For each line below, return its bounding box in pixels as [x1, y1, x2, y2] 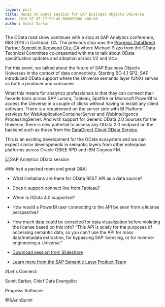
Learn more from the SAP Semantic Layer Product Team [12, 259, 127, 265]
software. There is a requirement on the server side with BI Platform [5, 106, 143, 112]
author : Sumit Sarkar [5, 21, 50, 26]
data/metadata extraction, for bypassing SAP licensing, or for [12, 235, 137, 240]
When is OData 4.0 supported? [12, 195, 75, 201]
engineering [12, 240, 37, 246]
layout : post [5, 7, 32, 12]
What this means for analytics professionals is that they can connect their [5, 90, 154, 96]
